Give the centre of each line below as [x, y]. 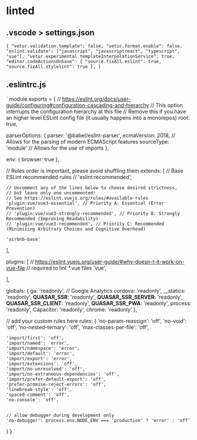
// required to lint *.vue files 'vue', [66, 268]
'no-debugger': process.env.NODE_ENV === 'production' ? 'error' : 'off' [98, 420]
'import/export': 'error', [39, 358]
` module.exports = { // [34, 99]
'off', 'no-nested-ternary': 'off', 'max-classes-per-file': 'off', [78, 327]
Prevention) [21, 208]
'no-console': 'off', [33, 400]
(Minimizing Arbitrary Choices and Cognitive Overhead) [76, 229]
